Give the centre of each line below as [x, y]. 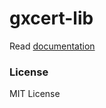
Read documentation [52, 46]
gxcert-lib [51, 18]
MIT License [35, 94]
